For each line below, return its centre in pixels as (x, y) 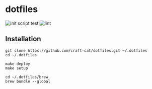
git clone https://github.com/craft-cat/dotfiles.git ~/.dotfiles (76, 51)
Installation (23, 39)
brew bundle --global (28, 81)
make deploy (18, 64)
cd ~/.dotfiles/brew (27, 77)
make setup (17, 68)
